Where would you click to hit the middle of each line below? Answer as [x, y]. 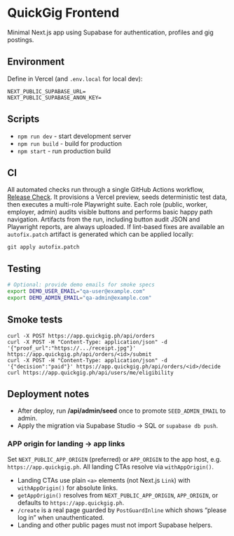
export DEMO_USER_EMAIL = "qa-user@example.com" [76, 291]
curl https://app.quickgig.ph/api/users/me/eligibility [90, 373]
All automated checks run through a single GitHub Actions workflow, [106, 190]
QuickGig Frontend [63, 13]
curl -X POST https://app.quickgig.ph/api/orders [81, 336]
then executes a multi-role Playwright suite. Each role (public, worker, [108, 205]
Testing [24, 269]
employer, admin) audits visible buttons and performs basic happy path [110, 212]
